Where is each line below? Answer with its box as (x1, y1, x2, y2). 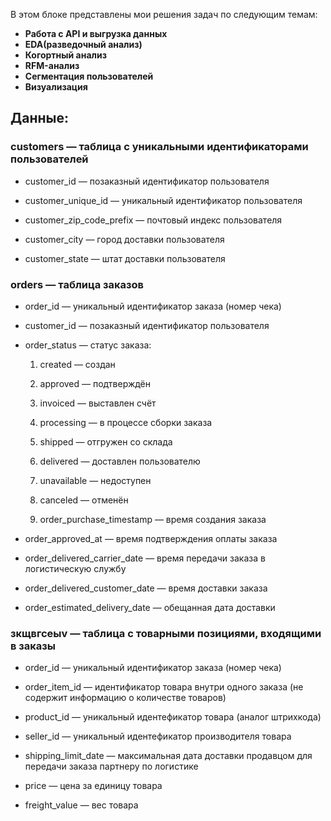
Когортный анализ (24, 49, 107, 61)
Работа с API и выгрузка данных (24, 28, 168, 39)
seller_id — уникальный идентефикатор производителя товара (24, 730, 292, 743)
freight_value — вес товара (24, 799, 139, 811)
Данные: (10, 110, 69, 127)
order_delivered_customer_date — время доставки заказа (24, 582, 268, 594)
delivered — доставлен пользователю (39, 455, 201, 467)
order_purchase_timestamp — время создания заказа (39, 513, 267, 525)
